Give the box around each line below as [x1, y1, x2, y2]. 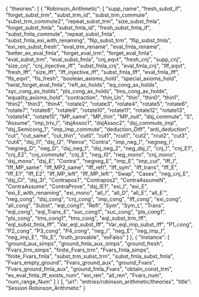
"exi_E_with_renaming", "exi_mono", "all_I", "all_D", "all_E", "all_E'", [5, 189, 168, 196]
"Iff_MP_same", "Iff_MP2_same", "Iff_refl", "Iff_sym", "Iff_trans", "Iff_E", [5, 164, 178, 171]
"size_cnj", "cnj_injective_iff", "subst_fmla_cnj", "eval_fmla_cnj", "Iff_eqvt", [5, 62, 186, 69]
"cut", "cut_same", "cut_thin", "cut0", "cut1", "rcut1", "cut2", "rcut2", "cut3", [5, 132, 188, 139]
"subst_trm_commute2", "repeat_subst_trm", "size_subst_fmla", [5, 18, 161, 25]
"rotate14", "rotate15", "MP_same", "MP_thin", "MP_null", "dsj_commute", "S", [5, 113, 194, 120]
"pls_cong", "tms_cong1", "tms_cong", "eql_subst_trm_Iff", [5, 215, 147, 222]
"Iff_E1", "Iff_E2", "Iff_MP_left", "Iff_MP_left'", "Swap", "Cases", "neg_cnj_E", [5, 170, 190, 177]
